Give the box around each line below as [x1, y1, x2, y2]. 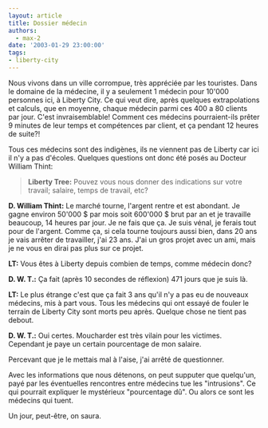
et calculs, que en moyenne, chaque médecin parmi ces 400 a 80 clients [8, 103, 248, 113]
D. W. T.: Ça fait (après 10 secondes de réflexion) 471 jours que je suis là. [8, 274, 248, 283]
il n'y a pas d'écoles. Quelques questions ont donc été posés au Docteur [8, 153, 247, 162]
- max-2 [15, 34, 41, 42]
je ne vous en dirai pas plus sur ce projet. [8, 243, 144, 252]
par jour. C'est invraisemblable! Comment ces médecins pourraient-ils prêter [8, 112, 260, 121]
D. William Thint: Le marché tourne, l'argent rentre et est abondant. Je [8, 200, 241, 210]
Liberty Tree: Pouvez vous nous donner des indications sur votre [27, 176, 242, 186]
